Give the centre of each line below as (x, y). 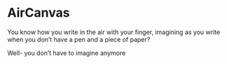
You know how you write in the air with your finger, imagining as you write (114, 32)
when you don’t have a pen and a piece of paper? (79, 39)
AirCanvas (39, 13)
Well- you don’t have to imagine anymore (67, 53)
